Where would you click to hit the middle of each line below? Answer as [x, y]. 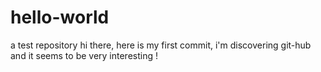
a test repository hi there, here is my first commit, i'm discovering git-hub [161, 45]
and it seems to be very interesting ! [84, 55]
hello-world [60, 17]
